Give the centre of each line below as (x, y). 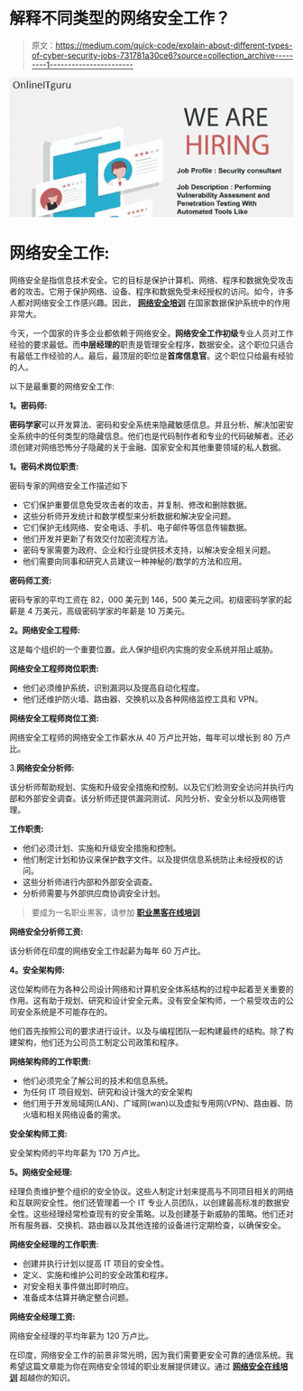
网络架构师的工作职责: (50, 1061)
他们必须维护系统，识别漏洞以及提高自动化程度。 (113, 687)
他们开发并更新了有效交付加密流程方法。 (97, 538)
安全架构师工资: (38, 1134)
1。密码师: (28, 405)
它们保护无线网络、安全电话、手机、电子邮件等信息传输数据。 (137, 527)
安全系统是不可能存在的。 (64, 1012)
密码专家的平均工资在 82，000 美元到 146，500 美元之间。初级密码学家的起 (151, 599)
